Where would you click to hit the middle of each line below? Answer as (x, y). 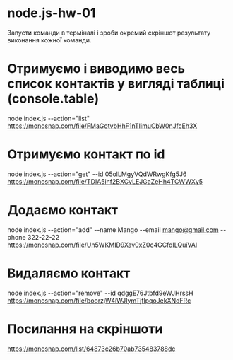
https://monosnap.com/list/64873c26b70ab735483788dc (91, 349)
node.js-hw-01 (52, 13)
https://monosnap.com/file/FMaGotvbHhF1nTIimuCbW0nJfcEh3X (102, 126)
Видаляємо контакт (69, 273)
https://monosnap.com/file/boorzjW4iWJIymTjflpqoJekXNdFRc (99, 300)
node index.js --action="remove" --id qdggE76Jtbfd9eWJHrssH (100, 293)
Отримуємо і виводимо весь (96, 69)
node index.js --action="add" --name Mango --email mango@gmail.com (113, 230)
